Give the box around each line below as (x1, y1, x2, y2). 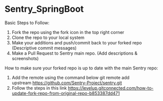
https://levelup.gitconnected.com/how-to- (68, 85, 154, 91)
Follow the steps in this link (11, 85, 67, 91)
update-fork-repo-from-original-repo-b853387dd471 (11, 90, 120, 96)
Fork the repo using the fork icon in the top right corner (11, 29, 124, 35)
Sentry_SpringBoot (4, 3, 84, 15)
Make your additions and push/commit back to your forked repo (11, 39, 142, 45)
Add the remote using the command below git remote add (11, 74, 129, 80)
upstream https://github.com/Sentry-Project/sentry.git (11, 80, 122, 86)
